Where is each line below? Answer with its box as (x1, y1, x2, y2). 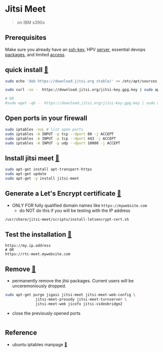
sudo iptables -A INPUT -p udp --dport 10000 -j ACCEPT (5, 141, 120, 145)
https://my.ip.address (5, 243, 51, 248)
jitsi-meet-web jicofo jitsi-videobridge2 (35, 301, 123, 306)
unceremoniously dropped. (12, 283, 66, 289)
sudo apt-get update (5, 172, 47, 176)
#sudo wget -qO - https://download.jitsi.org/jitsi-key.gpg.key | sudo (5, 101, 155, 106)
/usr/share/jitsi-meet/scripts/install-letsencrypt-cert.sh (5, 217, 130, 222)
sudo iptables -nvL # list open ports (5, 127, 83, 132)
